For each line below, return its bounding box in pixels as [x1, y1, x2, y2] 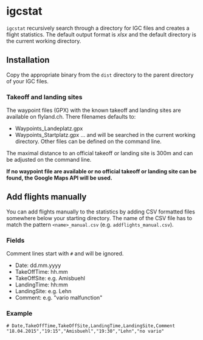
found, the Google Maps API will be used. [6, 175, 112, 182]
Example [6, 309, 33, 317]
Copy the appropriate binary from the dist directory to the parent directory [6, 71, 194, 78]
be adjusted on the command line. [6, 156, 92, 164]
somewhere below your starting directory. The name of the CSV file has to [6, 214, 193, 221]
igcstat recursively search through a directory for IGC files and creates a [6, 24, 190, 32]
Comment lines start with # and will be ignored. [6, 250, 124, 257]
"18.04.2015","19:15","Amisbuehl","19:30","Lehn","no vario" [6, 328, 165, 335]
